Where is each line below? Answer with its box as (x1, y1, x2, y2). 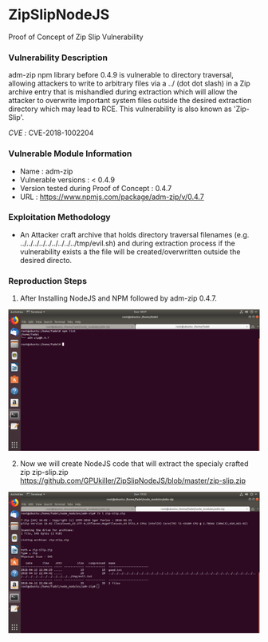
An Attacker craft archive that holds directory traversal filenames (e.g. (19, 229, 250, 239)
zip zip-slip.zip (19, 468, 69, 477)
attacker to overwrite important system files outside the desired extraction (8, 96, 252, 106)
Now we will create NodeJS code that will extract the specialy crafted (19, 459, 249, 469)
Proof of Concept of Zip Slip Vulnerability (8, 32, 144, 42)
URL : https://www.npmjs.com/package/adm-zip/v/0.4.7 (19, 192, 205, 201)
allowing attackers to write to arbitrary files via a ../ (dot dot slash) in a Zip (8, 78, 250, 89)
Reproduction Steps (8, 275, 88, 286)
